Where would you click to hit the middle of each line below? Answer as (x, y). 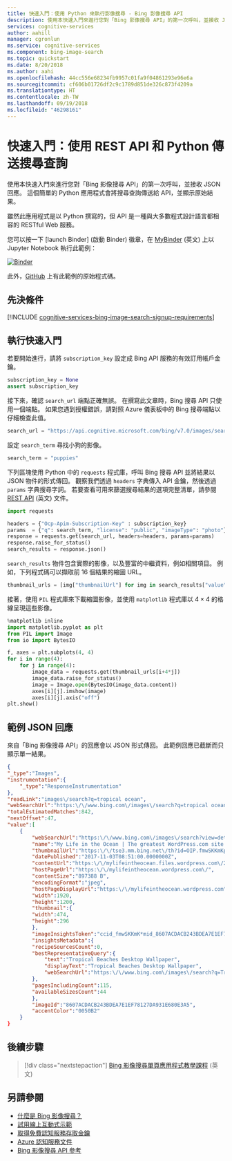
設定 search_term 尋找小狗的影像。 (56, 445)
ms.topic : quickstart (38, 59)
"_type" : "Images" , (33, 773)
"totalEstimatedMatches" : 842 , (51, 812)
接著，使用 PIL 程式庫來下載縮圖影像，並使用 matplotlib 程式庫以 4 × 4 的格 (116, 599)
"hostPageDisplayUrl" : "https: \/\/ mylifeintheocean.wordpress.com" (129, 889)
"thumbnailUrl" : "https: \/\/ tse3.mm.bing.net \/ (100, 851)
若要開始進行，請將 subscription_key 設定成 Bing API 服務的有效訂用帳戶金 (114, 358)
